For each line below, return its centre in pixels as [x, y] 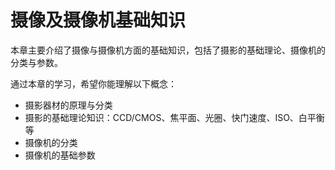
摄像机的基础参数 [60, 155]
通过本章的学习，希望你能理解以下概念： [93, 83]
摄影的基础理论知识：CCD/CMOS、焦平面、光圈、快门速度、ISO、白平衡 [174, 117]
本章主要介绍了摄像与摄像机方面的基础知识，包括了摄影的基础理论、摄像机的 [168, 50]
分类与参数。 [36, 62]
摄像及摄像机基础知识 [98, 20]
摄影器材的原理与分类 [68, 105]
